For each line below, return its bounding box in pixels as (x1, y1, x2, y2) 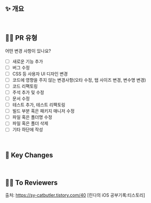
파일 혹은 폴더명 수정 (12, 114, 52, 120)
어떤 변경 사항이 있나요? (5, 48, 51, 53)
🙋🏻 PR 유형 (5, 34, 38, 42)
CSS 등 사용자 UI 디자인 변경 (12, 71, 68, 77)
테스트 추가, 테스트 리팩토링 (12, 102, 66, 108)
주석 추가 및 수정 (12, 89, 45, 95)
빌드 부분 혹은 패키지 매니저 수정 (12, 108, 75, 114)
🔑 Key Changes (5, 151, 53, 159)
